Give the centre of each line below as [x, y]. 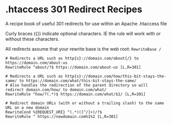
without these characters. [32, 39]
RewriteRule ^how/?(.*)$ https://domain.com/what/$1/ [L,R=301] [75, 94]
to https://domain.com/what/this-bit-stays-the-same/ [78, 80]
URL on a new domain [27, 108]
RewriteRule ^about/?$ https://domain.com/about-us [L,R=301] [73, 67]
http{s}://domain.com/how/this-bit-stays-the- [116, 76]
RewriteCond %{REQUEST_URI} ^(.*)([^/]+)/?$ [54, 112]
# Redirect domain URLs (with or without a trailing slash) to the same [85, 103]
